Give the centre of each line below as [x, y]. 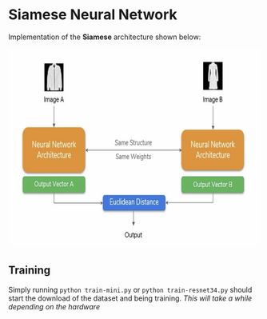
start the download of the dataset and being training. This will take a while [130, 298]
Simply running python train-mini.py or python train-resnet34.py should [130, 289]
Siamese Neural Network [93, 15]
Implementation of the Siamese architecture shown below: [105, 37]
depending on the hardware [54, 306]
